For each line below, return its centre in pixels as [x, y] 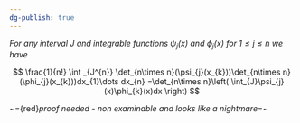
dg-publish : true [42, 18]
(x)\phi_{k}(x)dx [133, 92]
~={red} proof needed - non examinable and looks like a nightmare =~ [139, 109]
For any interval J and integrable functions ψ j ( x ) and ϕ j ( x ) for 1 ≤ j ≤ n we [146, 44]
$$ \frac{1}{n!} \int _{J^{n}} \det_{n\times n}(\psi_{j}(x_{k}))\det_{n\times [146, 72]
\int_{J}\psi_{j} [258, 82]
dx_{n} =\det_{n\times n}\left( [175, 82]
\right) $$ [182, 92]
